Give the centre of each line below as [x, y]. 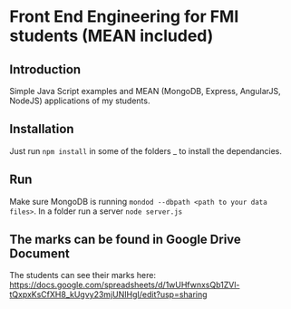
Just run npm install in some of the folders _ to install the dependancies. [146, 150]
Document [39, 254]
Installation [42, 129]
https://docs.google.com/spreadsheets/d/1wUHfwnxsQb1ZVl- [125, 285]
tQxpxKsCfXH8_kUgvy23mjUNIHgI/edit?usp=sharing [108, 295]
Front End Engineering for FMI [124, 17]
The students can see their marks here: [83, 275]
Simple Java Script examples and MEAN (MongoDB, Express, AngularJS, [145, 91]
